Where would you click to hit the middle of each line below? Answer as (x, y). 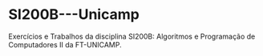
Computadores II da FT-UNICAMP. (65, 44)
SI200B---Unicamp (74, 15)
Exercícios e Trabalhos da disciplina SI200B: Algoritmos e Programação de (132, 36)
